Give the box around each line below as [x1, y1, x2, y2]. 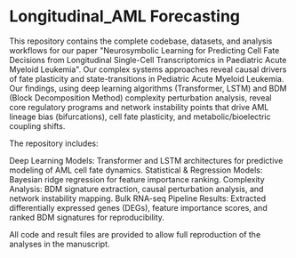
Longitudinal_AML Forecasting [9, 6, 241, 27]
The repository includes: [9, 138, 99, 149]
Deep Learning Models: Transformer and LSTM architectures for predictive [9, 155, 284, 165]
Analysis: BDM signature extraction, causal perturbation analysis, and [9, 183, 264, 194]
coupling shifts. [9, 120, 66, 131]
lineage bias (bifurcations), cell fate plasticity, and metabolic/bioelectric [9, 111, 271, 122]
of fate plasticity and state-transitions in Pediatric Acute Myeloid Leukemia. [9, 73, 284, 84]
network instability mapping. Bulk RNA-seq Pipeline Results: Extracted [9, 193, 267, 204]
